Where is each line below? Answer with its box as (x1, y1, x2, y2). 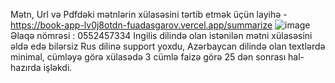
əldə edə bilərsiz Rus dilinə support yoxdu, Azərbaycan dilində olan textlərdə (10, 40, 326, 52)
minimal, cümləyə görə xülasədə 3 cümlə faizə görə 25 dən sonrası (10, 51, 287, 63)
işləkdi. (43, 62, 73, 73)
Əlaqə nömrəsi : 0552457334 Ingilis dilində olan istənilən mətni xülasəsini (10, 30, 313, 41)
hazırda (10, 62, 42, 73)
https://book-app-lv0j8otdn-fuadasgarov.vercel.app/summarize (10, 19, 273, 31)
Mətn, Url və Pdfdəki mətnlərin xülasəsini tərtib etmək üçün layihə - (10, 9, 288, 20)
